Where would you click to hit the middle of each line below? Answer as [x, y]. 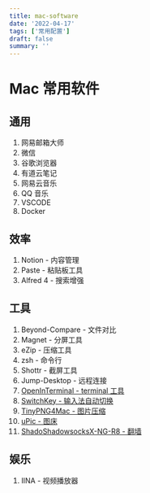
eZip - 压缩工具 [46, 350]
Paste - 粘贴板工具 [52, 270]
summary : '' [29, 46]
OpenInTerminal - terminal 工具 [73, 390]
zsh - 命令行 [41, 360]
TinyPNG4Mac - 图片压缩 [63, 411]
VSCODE [36, 203]
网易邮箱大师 [42, 142]
